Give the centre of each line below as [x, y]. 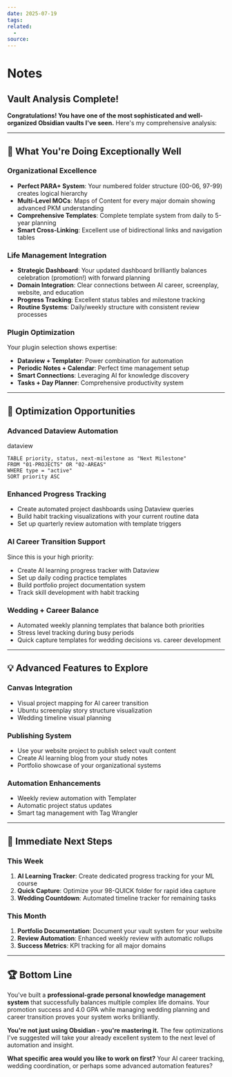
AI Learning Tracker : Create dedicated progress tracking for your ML [116, 876]
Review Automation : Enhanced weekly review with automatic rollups [115, 939]
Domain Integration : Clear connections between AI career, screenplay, [118, 285]
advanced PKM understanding [60, 208]
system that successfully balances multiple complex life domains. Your [108, 1002]
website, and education [50, 293]
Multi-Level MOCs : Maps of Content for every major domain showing [116, 201]
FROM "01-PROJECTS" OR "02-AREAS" [57, 465]
